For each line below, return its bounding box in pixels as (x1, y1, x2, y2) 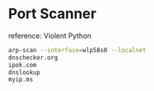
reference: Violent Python (8, 31, 92, 40)
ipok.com (8, 61, 37, 69)
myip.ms (8, 76, 34, 84)
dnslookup (8, 68, 41, 76)
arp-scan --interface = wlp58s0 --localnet (8, 46, 147, 54)
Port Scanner (8, 5, 97, 23)
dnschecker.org (8, 53, 58, 62)
